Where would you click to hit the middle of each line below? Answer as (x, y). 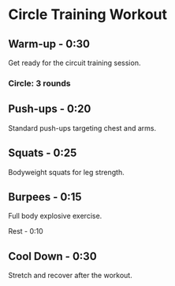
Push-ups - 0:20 (50, 109)
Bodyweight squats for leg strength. (66, 172)
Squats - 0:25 (43, 153)
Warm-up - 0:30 (49, 44)
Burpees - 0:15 (45, 197)
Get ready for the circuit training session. (74, 63)
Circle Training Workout (88, 15)
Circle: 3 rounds (39, 83)
